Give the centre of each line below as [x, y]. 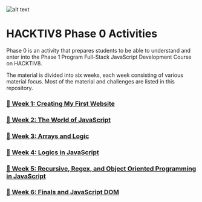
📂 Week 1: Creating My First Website [60, 103]
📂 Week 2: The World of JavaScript [58, 120]
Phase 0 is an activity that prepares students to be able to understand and [99, 50]
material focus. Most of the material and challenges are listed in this [91, 81]
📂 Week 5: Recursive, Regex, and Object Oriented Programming [101, 168]
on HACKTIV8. [24, 63]
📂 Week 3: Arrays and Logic [48, 136]
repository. [20, 88]
